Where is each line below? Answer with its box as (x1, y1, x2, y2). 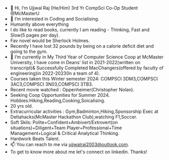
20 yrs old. (10, 103, 33, 109)
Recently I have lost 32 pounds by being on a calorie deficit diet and (10, 43, 154, 49)
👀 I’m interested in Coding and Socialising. (10, 16, 99, 22)
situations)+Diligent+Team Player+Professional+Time (10, 125, 122, 131)
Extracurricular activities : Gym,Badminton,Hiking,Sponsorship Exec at (10, 108, 159, 114)
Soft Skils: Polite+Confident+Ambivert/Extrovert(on (10, 119, 118, 125)
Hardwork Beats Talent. (10, 136, 60, 142)
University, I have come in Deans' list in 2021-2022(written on (10, 59, 141, 65)
